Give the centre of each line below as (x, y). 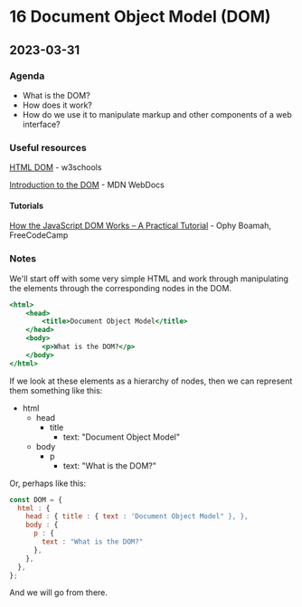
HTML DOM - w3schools (56, 167)
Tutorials (26, 205)
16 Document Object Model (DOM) (140, 17)
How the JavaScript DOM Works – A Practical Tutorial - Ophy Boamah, (140, 226)
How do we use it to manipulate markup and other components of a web (157, 114)
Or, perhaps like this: (48, 483)
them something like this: (56, 390)
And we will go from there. (59, 593)
